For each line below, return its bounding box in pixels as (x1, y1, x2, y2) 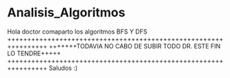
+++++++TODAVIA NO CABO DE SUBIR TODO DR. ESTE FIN (48, 42, 221, 50)
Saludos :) (48, 64, 78, 72)
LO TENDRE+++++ (7, 49, 61, 57)
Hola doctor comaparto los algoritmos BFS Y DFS (7, 27, 148, 36)
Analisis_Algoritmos (7, 5, 126, 21)
